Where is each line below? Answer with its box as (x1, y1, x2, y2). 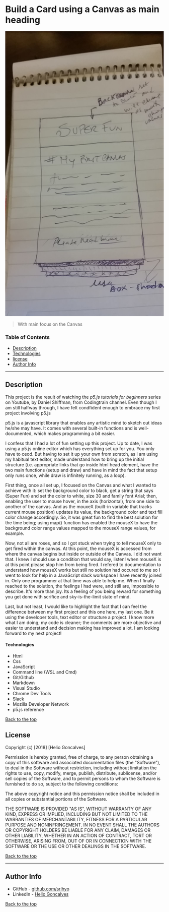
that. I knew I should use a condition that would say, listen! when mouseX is (5, 556, 161, 562)
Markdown (12, 680, 35, 686)
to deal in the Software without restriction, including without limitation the (5, 765, 157, 771)
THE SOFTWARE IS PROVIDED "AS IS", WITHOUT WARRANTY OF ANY (5, 806, 152, 812)
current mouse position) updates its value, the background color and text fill (5, 509, 162, 515)
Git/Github (12, 675, 34, 681)
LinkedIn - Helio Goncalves (12, 891, 69, 897)
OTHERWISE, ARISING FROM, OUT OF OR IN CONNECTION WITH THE (5, 838, 152, 844)
